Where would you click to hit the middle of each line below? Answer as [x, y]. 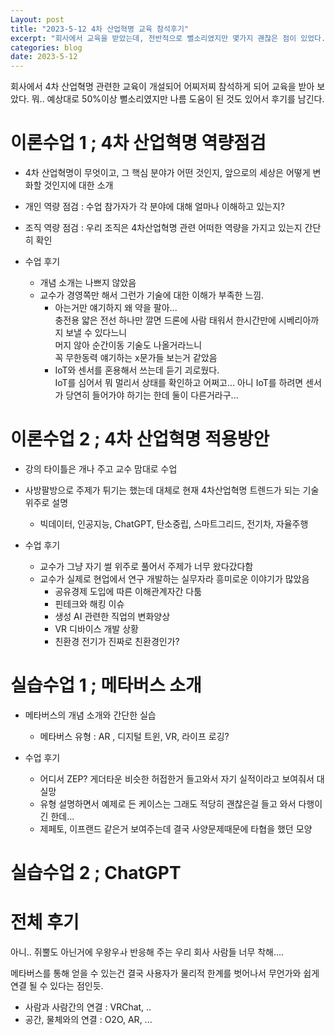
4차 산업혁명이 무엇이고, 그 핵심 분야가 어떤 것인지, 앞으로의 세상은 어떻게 [167, 173]
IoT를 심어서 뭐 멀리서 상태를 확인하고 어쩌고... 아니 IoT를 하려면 [179, 383]
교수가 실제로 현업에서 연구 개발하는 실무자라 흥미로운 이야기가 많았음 [174, 579]
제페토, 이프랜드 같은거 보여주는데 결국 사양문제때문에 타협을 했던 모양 [176, 828]
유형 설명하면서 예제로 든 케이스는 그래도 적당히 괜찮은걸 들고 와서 [168, 803]
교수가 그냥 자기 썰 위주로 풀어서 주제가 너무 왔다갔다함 [146, 566]
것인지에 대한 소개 [78, 185]
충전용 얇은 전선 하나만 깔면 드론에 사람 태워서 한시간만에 [165, 320]
